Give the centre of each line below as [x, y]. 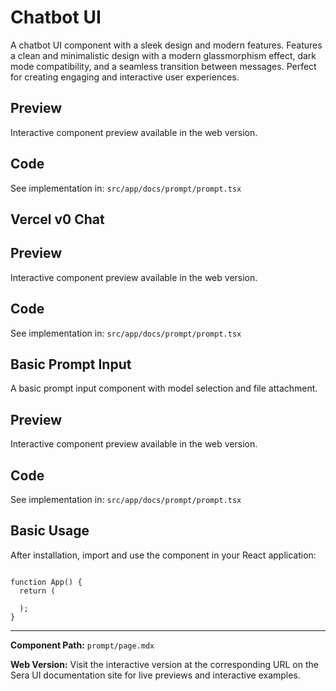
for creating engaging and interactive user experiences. [125, 77]
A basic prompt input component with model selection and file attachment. [164, 388]
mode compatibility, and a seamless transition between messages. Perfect [163, 66]
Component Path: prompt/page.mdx [82, 645]
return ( [37, 591]
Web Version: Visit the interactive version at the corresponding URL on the [164, 664]
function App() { [46, 582]
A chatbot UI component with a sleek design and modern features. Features [166, 45]
